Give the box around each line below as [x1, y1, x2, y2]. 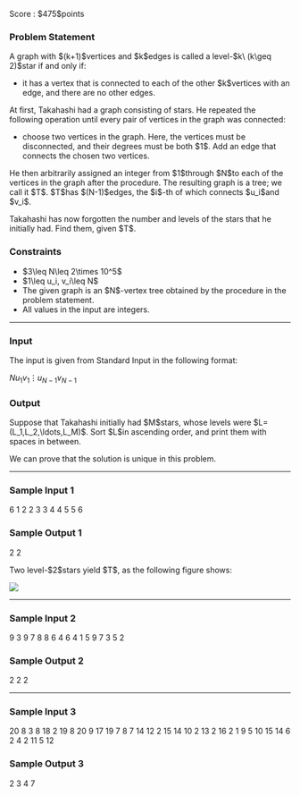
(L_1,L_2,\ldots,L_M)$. [9, 426, 89, 437]
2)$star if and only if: [9, 61, 87, 72]
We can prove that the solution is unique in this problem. [9, 453, 217, 464]
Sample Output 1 [9, 527, 82, 539]
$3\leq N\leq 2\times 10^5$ [21, 266, 122, 276]
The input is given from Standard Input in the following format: [9, 354, 238, 366]
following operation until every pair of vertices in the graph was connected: [9, 114, 286, 125]
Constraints [9, 246, 62, 258]
